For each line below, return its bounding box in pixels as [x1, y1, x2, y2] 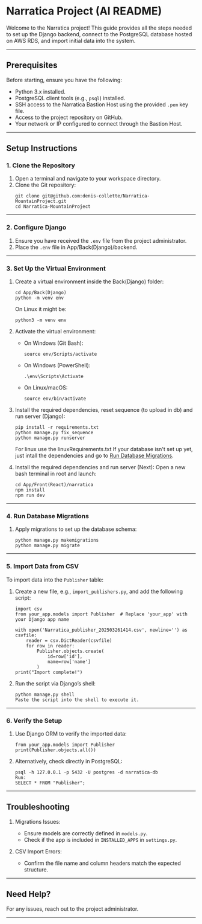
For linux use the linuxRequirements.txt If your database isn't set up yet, [14, 446, 194, 453]
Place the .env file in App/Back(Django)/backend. [14, 243, 138, 251]
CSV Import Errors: [14, 847, 62, 855]
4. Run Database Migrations [6, 512, 89, 520]
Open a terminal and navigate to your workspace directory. [14, 175, 161, 182]
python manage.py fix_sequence [14, 430, 94, 436]
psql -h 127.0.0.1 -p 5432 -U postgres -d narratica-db [14, 769, 158, 775]
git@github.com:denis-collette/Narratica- [41, 193, 150, 199]
